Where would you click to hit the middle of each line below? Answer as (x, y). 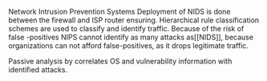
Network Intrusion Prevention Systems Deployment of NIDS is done (119, 12)
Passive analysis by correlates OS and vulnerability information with (120, 61)
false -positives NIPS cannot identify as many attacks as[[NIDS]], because (131, 37)
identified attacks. (38, 70)
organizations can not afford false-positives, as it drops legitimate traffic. (128, 46)
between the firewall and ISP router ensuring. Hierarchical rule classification (134, 20)
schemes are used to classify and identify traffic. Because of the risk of (126, 28)
